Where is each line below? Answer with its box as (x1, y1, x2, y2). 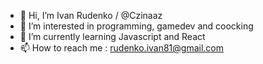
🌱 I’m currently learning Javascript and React (19, 31, 206, 42)
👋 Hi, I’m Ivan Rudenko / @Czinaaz (19, 10, 163, 21)
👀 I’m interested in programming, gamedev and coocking (19, 20, 254, 32)
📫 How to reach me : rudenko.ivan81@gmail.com (19, 42, 225, 54)
